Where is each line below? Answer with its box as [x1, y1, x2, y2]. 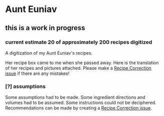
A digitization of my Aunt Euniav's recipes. [5, 50, 93, 56]
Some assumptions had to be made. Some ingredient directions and [5, 94, 145, 100]
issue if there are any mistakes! [5, 70, 70, 76]
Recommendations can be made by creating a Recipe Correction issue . [5, 105, 152, 111]
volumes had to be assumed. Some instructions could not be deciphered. [5, 99, 156, 106]
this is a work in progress [5, 24, 85, 32]
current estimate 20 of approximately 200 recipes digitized [5, 39, 152, 46]
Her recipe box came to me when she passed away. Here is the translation [5, 59, 159, 66]
